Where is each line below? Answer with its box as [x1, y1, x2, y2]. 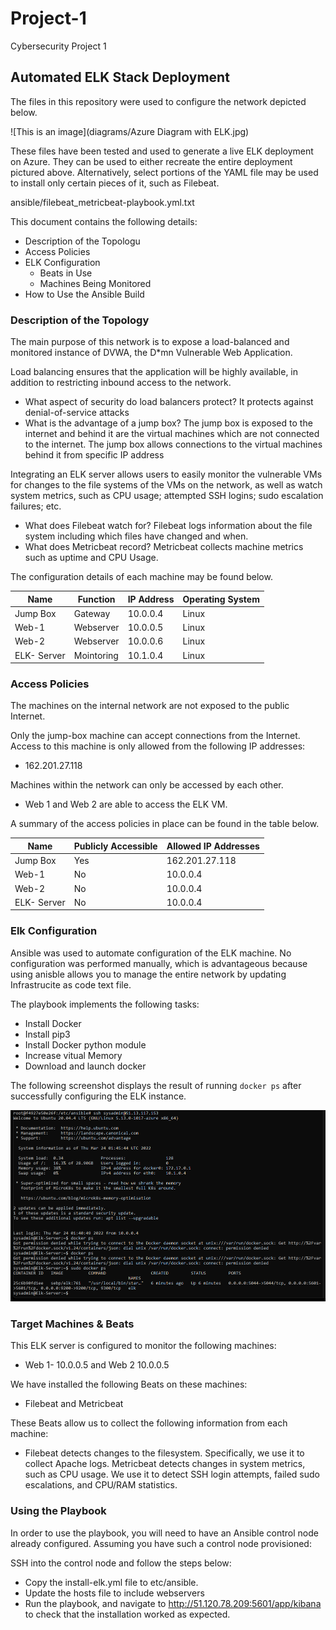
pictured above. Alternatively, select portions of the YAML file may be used [10, 166, 319, 178]
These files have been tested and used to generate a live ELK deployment [10, 145, 314, 157]
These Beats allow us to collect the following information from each [10, 1417, 288, 1429]
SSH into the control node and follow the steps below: [10, 1557, 232, 1569]
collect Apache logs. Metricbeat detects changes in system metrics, [24, 1458, 306, 1470]
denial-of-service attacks [24, 407, 130, 419]
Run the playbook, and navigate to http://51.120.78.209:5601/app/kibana [24, 1597, 322, 1609]
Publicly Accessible [73, 840, 158, 852]
